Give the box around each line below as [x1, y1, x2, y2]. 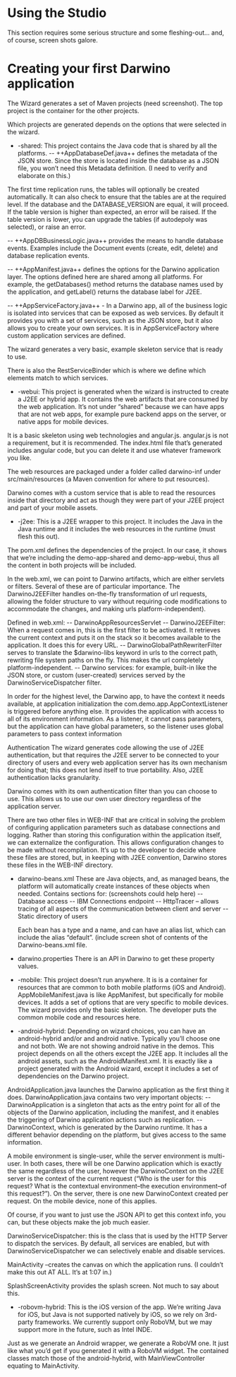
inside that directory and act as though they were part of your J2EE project [7, 496, 225, 504]
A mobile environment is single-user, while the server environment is [7, 1152, 206, 1160]
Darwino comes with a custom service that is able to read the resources [7, 488, 216, 497]
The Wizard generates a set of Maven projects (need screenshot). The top [7, 99, 223, 107]
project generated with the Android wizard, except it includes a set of [17, 1064, 218, 1072]
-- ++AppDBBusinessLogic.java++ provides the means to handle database [7, 236, 224, 244]
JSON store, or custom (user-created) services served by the [7, 670, 185, 679]
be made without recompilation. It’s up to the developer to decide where [7, 846, 216, 854]
